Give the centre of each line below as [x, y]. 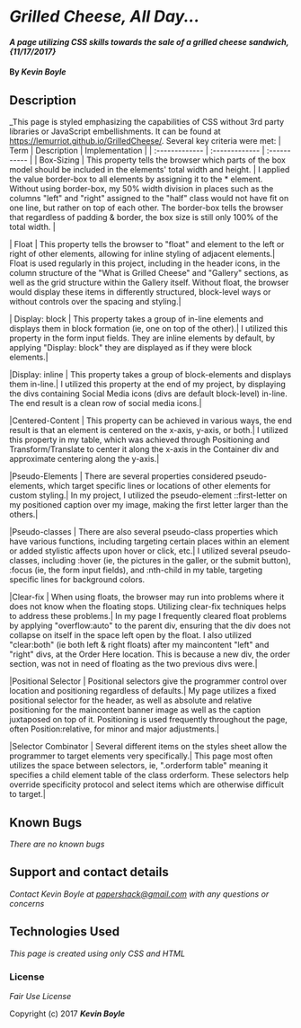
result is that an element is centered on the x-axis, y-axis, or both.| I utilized [149, 430]
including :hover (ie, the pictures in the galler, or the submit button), [166, 561]
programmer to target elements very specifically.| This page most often [142, 756]
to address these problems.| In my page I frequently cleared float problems [148, 616]
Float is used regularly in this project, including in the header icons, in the [145, 263]
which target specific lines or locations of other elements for [159, 486]
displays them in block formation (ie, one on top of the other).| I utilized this [149, 329]
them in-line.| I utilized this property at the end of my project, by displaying [147, 385]
